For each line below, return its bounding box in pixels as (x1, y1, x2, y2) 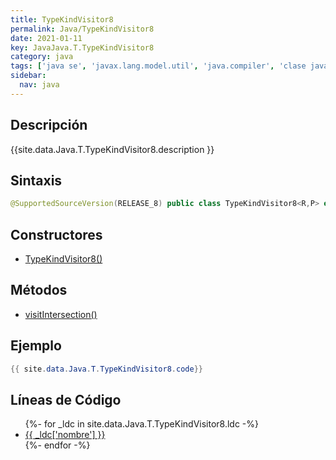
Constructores (10, 226, 103, 243)
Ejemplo (10, 337, 62, 355)
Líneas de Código (10, 391, 122, 408)
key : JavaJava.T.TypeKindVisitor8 (10, 42, 155, 53)
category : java (10, 52, 74, 62)
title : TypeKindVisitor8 (10, 14, 114, 25)
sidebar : (10, 71, 47, 81)
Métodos (10, 282, 68, 299)
